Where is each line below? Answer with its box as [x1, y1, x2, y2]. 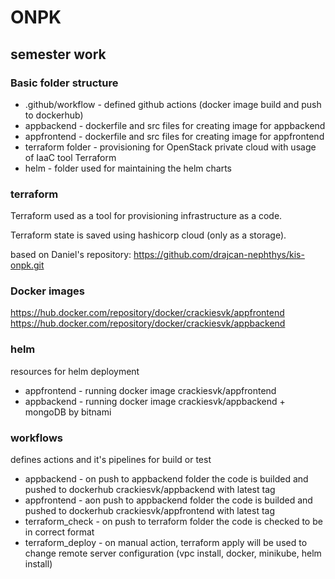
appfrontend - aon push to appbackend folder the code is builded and [24, 494, 313, 506]
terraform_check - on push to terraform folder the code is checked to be [24, 516, 323, 528]
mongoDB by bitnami [24, 406, 112, 418]
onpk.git [10, 259, 45, 271]
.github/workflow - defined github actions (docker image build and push [24, 98, 322, 110]
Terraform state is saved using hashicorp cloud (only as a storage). [10, 229, 287, 241]
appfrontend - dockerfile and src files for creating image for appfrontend [24, 130, 325, 142]
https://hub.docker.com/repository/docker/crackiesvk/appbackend [10, 317, 286, 330]
